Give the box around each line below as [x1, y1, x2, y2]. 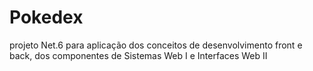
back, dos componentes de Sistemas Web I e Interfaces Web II [9, 49, 268, 61]
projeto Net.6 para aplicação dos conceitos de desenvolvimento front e [9, 39, 303, 51]
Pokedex [9, 6, 84, 29]
